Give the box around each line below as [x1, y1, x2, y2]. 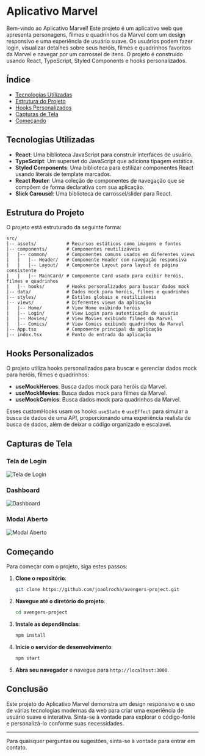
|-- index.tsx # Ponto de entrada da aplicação [6, 332, 151, 338]
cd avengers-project [15, 609, 68, 615]
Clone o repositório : [15, 574, 67, 582]
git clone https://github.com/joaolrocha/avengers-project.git [15, 587, 180, 593]
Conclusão [6, 684, 49, 694]
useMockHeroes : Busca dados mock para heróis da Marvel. [15, 383, 168, 391]
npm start [15, 655, 41, 661]
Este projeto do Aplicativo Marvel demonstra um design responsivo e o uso [6, 700, 195, 707]
